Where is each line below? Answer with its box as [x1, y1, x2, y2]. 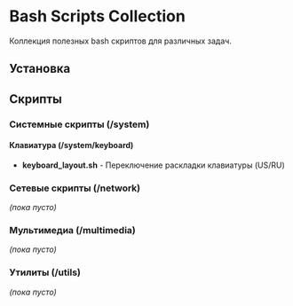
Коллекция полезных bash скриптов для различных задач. [9, 35, 233, 46]
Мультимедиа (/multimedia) [9, 224, 136, 237]
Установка [9, 61, 71, 76]
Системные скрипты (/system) [9, 118, 150, 130]
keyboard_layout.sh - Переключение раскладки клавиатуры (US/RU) [21, 160, 286, 170]
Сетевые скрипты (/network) [9, 182, 141, 194]
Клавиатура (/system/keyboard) [9, 140, 134, 151]
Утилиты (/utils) [9, 266, 82, 279]
